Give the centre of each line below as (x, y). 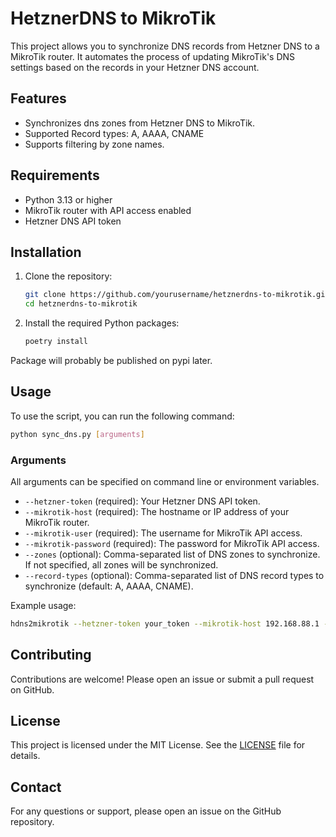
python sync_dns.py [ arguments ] (77, 434)
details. (25, 756)
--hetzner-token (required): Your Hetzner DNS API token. (142, 501)
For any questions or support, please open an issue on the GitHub (146, 811)
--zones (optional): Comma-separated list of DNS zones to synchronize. (172, 554)
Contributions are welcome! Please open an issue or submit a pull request (162, 679)
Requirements (55, 175)
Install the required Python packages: (102, 323)
